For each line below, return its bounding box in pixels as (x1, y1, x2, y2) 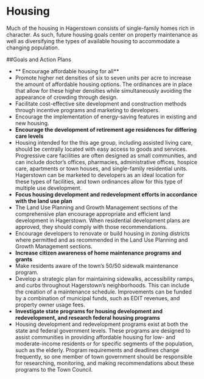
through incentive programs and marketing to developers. (15, 106, 160, 114)
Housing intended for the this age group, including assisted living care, (15, 139, 193, 146)
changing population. (6, 44, 60, 51)
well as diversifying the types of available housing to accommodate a (6, 37, 180, 45)
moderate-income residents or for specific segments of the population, (15, 340, 194, 347)
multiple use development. (15, 184, 82, 192)
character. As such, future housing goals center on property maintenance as (6, 31, 198, 38)
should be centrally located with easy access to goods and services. (15, 145, 188, 153)
